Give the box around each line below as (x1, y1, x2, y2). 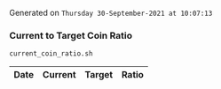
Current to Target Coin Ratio (9, 29, 133, 41)
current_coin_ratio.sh (9, 49, 93, 58)
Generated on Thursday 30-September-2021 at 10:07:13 (9, 8, 213, 18)
